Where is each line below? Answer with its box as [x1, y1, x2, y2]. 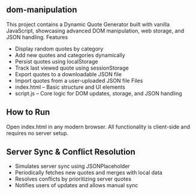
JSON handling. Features [6, 33, 68, 41]
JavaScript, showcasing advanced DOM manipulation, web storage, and [6, 27, 185, 34]
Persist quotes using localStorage [14, 58, 98, 65]
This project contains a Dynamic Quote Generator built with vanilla [6, 20, 170, 28]
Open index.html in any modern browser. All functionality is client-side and [6, 123, 191, 130]
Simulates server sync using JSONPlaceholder [14, 163, 130, 170]
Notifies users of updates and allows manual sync [14, 182, 138, 189]
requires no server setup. [6, 129, 69, 137]
